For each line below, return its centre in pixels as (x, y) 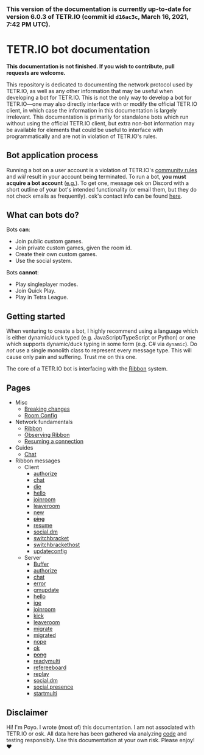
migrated (44, 635)
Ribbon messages (38, 461)
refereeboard (50, 667)
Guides (24, 448)
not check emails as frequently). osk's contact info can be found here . (94, 196)
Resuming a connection (54, 441)
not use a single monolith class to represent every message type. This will (99, 350)
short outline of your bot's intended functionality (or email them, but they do (101, 189)
